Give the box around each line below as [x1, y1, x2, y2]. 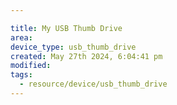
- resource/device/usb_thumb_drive [19, 79, 168, 90]
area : [10, 32, 33, 43]
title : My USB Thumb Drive [10, 23, 123, 33]
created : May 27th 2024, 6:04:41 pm [10, 51, 163, 61]
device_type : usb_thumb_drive [10, 42, 137, 52]
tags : [10, 70, 33, 80]
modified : [10, 61, 52, 71]
